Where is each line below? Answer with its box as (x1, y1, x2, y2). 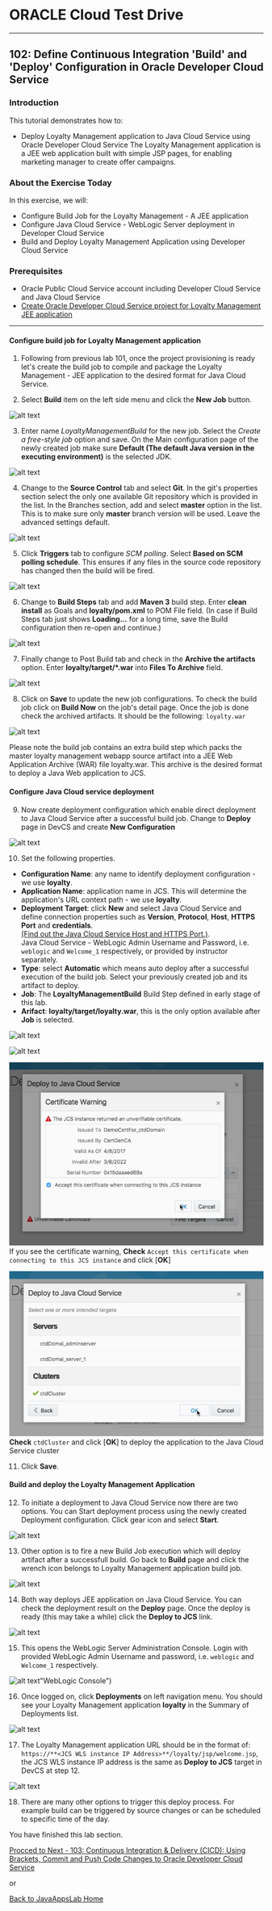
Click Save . (20, 1461, 60, 1471)
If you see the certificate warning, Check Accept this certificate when (9, 1247, 249, 1256)
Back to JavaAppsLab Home (9, 1893, 104, 1903)
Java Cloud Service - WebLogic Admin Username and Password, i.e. (20, 937, 249, 947)
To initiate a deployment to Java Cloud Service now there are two (20, 1498, 239, 1507)
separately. (20, 954, 59, 964)
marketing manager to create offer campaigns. (20, 157, 177, 166)
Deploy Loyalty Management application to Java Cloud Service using (20, 131, 251, 140)
